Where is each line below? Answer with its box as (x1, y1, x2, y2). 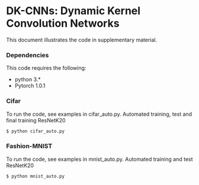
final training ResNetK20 (6, 116, 66, 124)
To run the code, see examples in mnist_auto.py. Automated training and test (6, 155, 194, 163)
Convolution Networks (6, 17, 120, 30)
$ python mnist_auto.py (6, 173, 65, 179)
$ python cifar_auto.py (6, 128, 65, 134)
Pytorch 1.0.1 (14, 82, 46, 89)
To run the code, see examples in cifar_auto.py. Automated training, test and (6, 111, 192, 118)
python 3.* (14, 76, 41, 83)
